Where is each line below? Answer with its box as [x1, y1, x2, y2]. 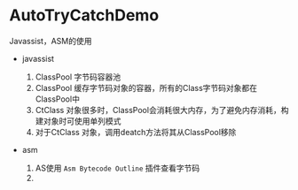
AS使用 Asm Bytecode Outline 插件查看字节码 [35, 163, 200, 173]
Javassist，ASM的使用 [9, 35, 92, 46]
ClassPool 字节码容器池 [35, 72, 122, 82]
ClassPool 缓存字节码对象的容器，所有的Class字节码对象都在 [35, 82, 258, 93]
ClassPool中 [35, 94, 80, 104]
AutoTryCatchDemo [9, 5, 160, 26]
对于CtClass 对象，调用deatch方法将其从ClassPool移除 [35, 126, 237, 137]
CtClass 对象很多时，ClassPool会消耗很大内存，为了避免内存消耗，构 [35, 104, 289, 115]
